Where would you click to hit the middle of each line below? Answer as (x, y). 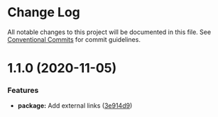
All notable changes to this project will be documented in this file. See (109, 32)
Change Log (44, 12)
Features (23, 91)
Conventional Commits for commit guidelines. (74, 39)
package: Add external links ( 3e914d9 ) (75, 106)
